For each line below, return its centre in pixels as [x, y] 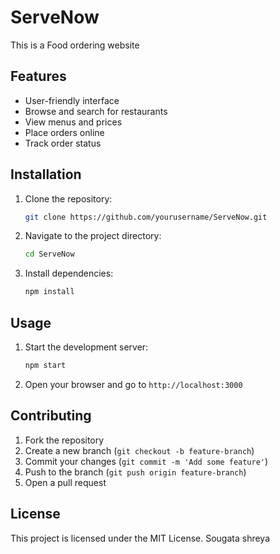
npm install [49, 292]
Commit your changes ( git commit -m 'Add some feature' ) [146, 461]
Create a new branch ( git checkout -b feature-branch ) [139, 450]
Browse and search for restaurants [96, 111]
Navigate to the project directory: [93, 236]
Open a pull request [65, 482]
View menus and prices [73, 122]
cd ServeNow [49, 254]
